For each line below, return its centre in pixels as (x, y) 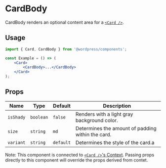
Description (117, 106)
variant (17, 142)
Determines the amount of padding (116, 128)
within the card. (93, 134)
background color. (97, 120)
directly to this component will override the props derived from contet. (77, 160)
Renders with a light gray (104, 114)
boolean (39, 117)
